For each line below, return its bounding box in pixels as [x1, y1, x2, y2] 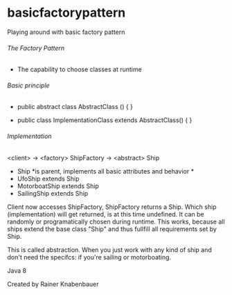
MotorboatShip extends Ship [17, 182, 99, 190]
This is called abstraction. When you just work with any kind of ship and [7, 245, 213, 254]
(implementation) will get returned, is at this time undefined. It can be [7, 210, 204, 218]
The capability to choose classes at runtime [17, 65, 142, 74]
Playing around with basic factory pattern [7, 28, 125, 36]
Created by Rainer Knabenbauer [7, 280, 99, 288]
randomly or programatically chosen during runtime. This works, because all [7, 217, 225, 226]
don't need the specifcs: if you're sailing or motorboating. [7, 253, 172, 261]
